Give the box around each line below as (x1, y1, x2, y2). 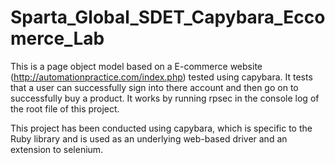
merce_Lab (10, 27, 105, 50)
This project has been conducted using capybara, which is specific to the (10, 122, 313, 134)
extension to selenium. (10, 143, 104, 155)
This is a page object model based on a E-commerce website (10, 60, 263, 72)
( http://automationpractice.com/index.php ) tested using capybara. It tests (10, 71, 313, 83)
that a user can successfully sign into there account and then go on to (10, 81, 299, 93)
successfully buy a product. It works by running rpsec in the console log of (10, 92, 320, 104)
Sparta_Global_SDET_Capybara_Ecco (10, 6, 326, 29)
